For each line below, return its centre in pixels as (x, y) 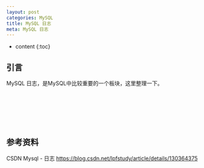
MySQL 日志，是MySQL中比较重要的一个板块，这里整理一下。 (85, 83)
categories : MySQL (30, 18)
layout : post (23, 12)
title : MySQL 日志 (29, 23)
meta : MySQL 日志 (28, 29)
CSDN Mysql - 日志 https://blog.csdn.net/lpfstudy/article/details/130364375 (102, 158)
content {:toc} (33, 47)
